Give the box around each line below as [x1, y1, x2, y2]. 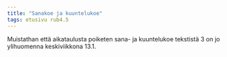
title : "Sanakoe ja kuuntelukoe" [7, 9, 103, 17]
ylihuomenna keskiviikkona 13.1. [7, 42, 97, 50]
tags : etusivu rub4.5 [7, 16, 69, 23]
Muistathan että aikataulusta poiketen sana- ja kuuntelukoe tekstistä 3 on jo [7, 35, 221, 43]
